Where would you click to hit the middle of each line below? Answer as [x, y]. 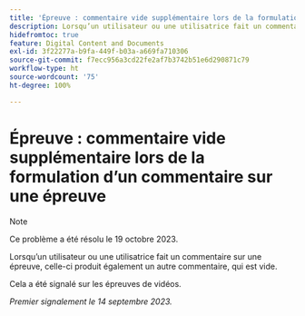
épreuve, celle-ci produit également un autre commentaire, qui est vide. [143, 266]
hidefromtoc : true [44, 35]
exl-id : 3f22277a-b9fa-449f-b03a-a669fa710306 [99, 52]
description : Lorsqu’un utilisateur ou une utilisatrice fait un [135, 26]
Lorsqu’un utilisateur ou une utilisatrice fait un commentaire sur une [136, 256]
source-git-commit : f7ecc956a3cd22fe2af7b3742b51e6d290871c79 [129, 60]
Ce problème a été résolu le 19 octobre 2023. [94, 239]
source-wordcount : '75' [54, 77]
